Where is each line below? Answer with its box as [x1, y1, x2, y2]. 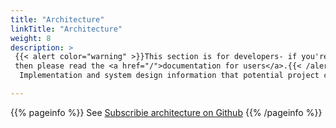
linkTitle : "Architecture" [10, 24, 123, 34]
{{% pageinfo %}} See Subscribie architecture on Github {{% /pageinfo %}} [10, 106, 323, 118]
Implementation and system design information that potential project [19, 71, 320, 81]
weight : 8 [10, 33, 52, 43]
